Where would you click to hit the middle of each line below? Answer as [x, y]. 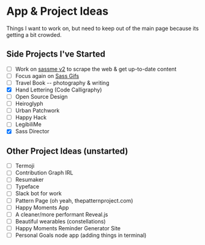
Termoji [25, 166]
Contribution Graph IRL [44, 173]
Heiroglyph [29, 104]
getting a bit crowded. [34, 34]
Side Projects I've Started [56, 54]
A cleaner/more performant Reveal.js [61, 214]
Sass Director [32, 131]
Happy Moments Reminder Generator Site [68, 228]
